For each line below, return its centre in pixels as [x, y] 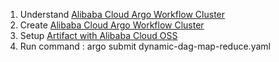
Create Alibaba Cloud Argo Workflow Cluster [112, 25]
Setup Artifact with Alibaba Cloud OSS [98, 35]
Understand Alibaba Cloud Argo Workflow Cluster [122, 14]
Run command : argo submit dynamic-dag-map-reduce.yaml [145, 46]
